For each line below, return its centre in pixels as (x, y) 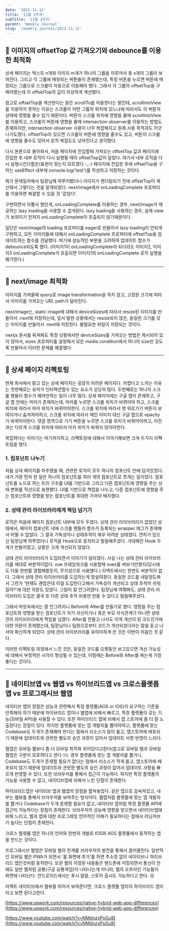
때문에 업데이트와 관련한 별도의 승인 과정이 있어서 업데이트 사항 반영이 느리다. (86, 738)
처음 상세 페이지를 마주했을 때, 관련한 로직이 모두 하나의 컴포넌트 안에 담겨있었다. (84, 470)
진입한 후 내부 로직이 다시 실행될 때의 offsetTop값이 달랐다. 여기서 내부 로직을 (81, 158)
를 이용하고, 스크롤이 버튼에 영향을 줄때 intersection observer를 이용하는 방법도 (84, 121)
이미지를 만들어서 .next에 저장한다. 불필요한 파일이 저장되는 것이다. (76, 324)
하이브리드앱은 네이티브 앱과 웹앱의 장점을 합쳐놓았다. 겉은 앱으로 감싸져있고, (80, 791)
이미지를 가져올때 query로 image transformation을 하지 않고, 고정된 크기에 (79, 295)
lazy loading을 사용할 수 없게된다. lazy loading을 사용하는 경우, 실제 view (91, 211)
